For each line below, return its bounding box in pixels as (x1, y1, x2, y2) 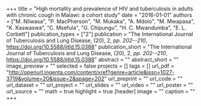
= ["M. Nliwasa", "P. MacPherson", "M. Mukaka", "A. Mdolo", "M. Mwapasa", (6, 18, 195, 25)
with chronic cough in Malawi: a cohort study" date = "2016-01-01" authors (6, 11, 193, 19)
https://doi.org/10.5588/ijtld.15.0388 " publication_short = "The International (6, 43, 193, 50)
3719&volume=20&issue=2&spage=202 (6, 75, 105, 82)
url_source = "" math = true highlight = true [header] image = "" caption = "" (6, 88, 196, 95)
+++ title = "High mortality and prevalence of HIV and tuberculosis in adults (6, 5, 194, 12)
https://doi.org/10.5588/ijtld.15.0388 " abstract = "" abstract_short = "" (6, 56, 179, 63)
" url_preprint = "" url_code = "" (104, 75, 182, 82)
